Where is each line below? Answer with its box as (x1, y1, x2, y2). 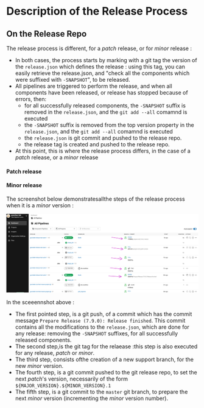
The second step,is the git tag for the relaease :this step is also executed (15, 343, 198, 350)
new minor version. (15, 362, 64, 370)
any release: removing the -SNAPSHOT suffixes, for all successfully (15, 330, 178, 337)
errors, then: (15, 96, 47, 102)
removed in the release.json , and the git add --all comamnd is (24, 109, 188, 115)
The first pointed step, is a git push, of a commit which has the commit (15, 310, 192, 318)
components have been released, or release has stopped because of (15, 89, 188, 96)
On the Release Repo (6, 29, 87, 39)
